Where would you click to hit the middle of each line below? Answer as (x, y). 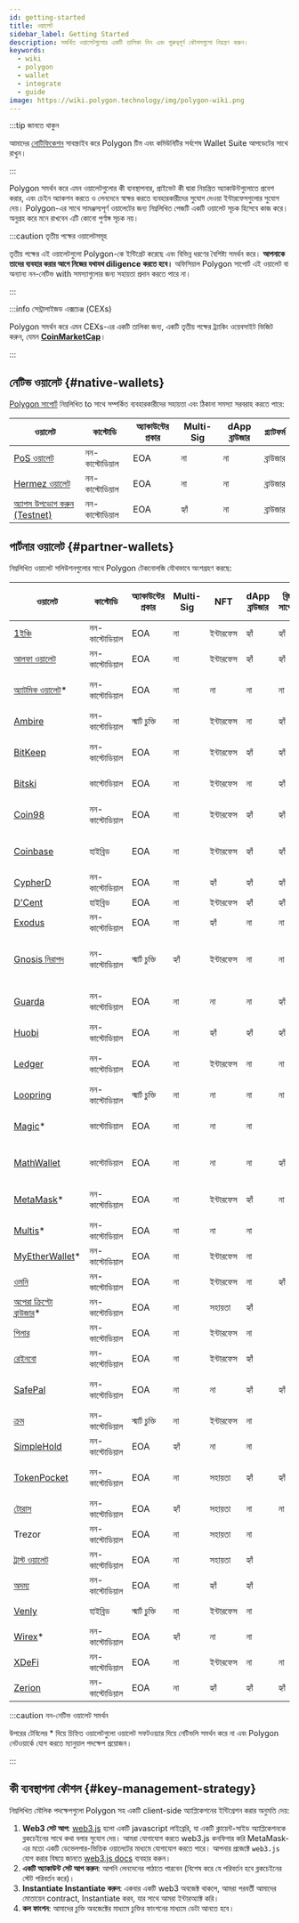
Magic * (30, 1126)
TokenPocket (41, 1478)
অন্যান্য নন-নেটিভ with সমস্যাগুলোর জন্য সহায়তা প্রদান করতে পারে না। (100, 274)
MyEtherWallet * (47, 1256)
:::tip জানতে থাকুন (34, 125)
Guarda (29, 1002)
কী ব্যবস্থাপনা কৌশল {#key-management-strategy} (133, 1789)
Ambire (29, 721)
